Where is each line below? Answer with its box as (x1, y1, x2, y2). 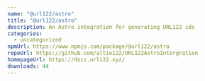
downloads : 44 (7, 63, 50, 70)
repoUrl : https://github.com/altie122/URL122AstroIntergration (7, 50, 199, 57)
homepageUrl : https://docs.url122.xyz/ (7, 56, 126, 63)
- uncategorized (13, 37, 62, 44)
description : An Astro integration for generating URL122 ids (7, 23, 195, 30)
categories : (7, 30, 43, 37)
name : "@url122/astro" (7, 10, 74, 18)
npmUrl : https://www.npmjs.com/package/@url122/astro (7, 43, 170, 50)
